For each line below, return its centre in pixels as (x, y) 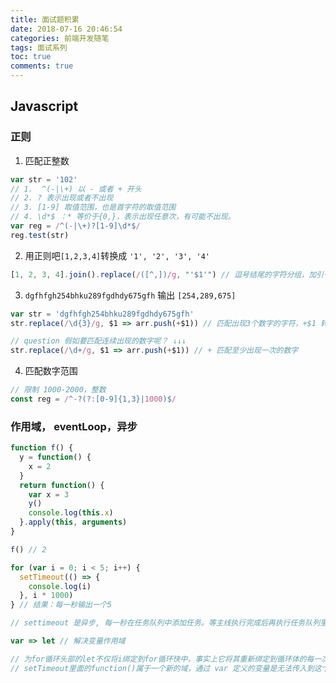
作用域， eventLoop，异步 (74, 426)
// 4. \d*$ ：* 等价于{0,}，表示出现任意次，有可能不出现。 (123, 217)
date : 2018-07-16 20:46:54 (66, 29)
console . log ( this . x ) (71, 513)
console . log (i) (60, 586)
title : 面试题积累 (45, 19)
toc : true (31, 57)
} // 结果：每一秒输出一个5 (61, 605)
